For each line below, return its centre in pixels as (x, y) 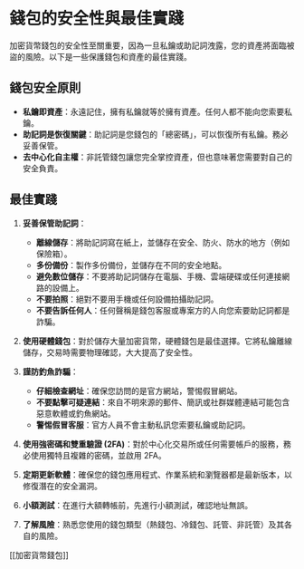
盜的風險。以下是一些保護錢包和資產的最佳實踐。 (100, 56)
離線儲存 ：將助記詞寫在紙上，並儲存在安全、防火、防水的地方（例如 (163, 242)
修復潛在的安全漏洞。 (62, 486)
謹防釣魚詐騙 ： (50, 371)
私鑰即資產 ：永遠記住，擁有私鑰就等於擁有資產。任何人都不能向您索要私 (157, 111)
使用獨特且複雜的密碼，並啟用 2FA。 (98, 455)
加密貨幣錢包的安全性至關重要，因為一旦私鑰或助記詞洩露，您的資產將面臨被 (152, 45)
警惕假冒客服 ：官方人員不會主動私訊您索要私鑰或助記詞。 (143, 424)
